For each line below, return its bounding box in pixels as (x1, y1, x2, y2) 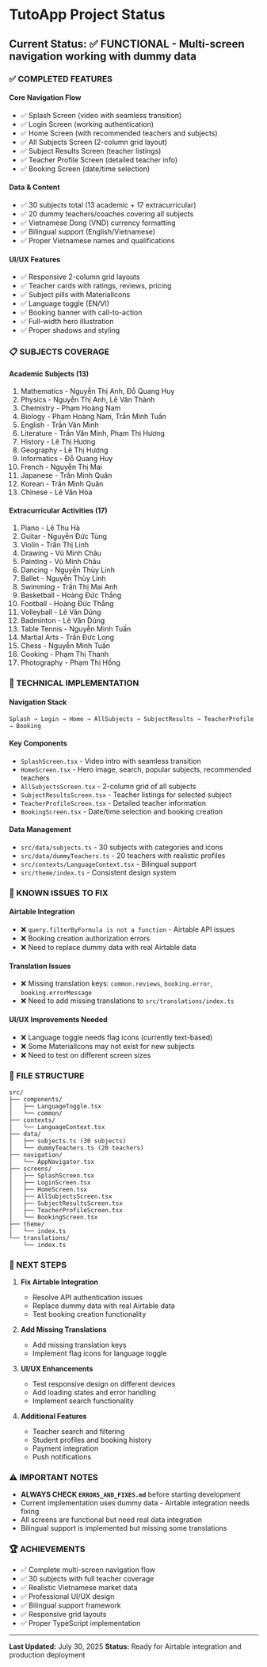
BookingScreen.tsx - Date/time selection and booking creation (20, 807, 223, 816)
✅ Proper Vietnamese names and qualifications (20, 235, 175, 245)
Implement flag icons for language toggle (32, 1348, 167, 1358)
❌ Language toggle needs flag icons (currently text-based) (20, 1032, 213, 1042)
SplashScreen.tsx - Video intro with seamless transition (20, 756, 201, 765)
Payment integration (32, 1444, 98, 1453)
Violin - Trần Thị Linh (20, 540, 90, 550)
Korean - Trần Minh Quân (20, 479, 104, 489)
